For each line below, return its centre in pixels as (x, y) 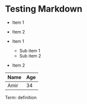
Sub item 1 (30, 51)
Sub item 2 (30, 56)
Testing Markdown (44, 9)
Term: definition (21, 97)
